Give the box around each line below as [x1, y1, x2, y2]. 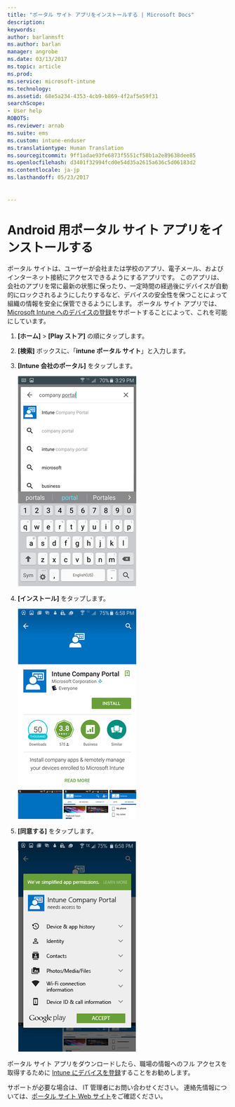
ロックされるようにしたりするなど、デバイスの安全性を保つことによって [19, 290, 228, 299]
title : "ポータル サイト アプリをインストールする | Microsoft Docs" [7, 11, 195, 18]
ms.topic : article [7, 63, 61, 70]
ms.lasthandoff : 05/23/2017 [7, 174, 90, 182]
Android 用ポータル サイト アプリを [7, 222, 212, 238]
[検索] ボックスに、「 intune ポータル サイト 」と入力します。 [17, 346, 190, 355]
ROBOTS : [7, 115, 30, 122]
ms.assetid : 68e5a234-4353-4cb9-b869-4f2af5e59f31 [7, 93, 159, 100]
